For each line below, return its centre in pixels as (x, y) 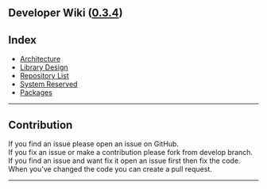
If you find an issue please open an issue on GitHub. (93, 144)
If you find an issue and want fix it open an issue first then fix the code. (124, 161)
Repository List (44, 76)
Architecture (40, 59)
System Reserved (48, 84)
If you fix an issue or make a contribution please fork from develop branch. (130, 153)
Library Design (44, 67)
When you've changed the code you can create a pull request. (110, 169)
